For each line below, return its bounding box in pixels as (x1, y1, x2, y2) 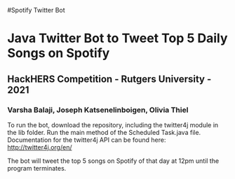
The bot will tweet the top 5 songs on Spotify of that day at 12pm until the (7, 157, 220, 165)
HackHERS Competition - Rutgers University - (7, 73, 212, 85)
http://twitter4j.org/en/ (7, 143, 72, 151)
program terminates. (7, 164, 67, 172)
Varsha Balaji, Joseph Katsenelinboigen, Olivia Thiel (7, 105, 189, 115)
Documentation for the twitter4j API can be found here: (7, 136, 166, 144)
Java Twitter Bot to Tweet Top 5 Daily (7, 31, 228, 46)
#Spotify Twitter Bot (7, 6, 65, 14)
